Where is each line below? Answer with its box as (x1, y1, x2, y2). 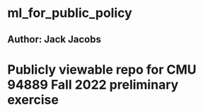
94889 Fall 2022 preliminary (7, 77, 179, 93)
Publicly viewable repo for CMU (7, 62, 197, 77)
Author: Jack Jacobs (7, 33, 101, 45)
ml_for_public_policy (7, 5, 132, 21)
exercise (7, 91, 59, 108)
